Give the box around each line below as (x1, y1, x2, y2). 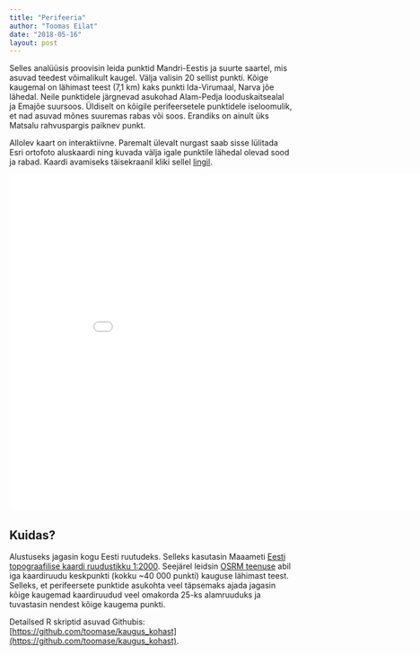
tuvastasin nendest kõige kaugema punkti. (9, 599, 166, 610)
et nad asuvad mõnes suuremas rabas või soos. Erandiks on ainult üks (9, 111, 269, 121)
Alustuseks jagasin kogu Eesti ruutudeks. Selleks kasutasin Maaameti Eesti (9, 552, 286, 562)
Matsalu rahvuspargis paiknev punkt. (9, 120, 146, 131)
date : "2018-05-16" (9, 30, 83, 39)
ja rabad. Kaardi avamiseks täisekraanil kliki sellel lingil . (9, 156, 213, 167)
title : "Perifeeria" (9, 13, 87, 22)
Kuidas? (9, 527, 57, 543)
